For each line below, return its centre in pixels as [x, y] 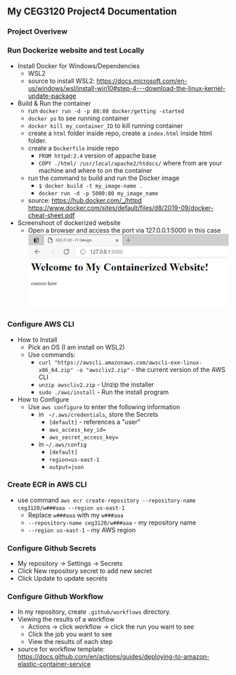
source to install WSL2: [61, 81]
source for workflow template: [61, 649]
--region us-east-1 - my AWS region [82, 529]
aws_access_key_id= [78, 430]
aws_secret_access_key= [84, 437]
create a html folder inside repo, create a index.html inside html [120, 133]
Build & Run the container [54, 103]
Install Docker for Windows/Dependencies [79, 65]
